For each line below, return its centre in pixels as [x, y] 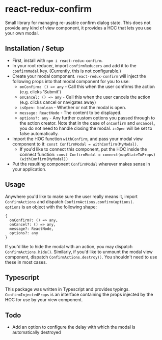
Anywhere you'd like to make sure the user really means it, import [71, 196]
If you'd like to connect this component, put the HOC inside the [83, 149]
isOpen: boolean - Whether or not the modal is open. [73, 107]
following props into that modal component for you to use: [71, 81]
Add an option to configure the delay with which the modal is [74, 327]
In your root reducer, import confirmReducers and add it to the [74, 65]
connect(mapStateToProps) [129, 155]
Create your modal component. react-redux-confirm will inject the [79, 76]
